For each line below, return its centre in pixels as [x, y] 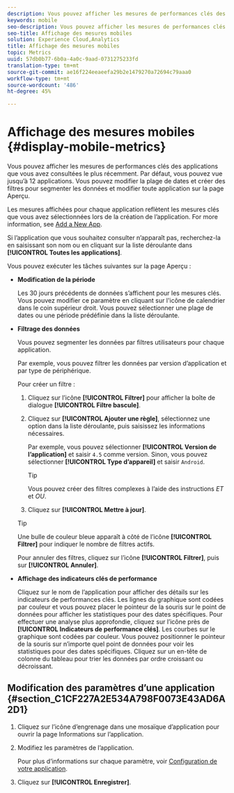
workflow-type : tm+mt [39, 78]
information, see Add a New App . [55, 225]
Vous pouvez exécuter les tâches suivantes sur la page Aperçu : [99, 266]
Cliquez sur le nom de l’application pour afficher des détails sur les [113, 592]
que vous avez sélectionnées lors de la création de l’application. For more [112, 217]
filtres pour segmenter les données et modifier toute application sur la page [116, 188]
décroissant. [35, 666]
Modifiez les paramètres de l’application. [76, 748]
